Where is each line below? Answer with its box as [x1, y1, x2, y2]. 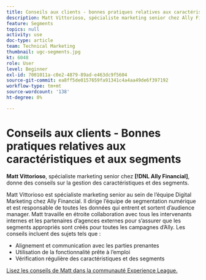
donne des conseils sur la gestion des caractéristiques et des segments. [6, 179, 189, 186]
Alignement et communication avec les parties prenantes [15, 241, 159, 249]
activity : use [6, 32, 43, 38]
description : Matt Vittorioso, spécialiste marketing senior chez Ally [6, 15, 193, 21]
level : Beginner [6, 66, 48, 72]
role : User [6, 60, 34, 66]
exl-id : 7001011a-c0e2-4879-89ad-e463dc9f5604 [6, 72, 128, 78]
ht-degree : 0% [6, 94, 43, 100]
